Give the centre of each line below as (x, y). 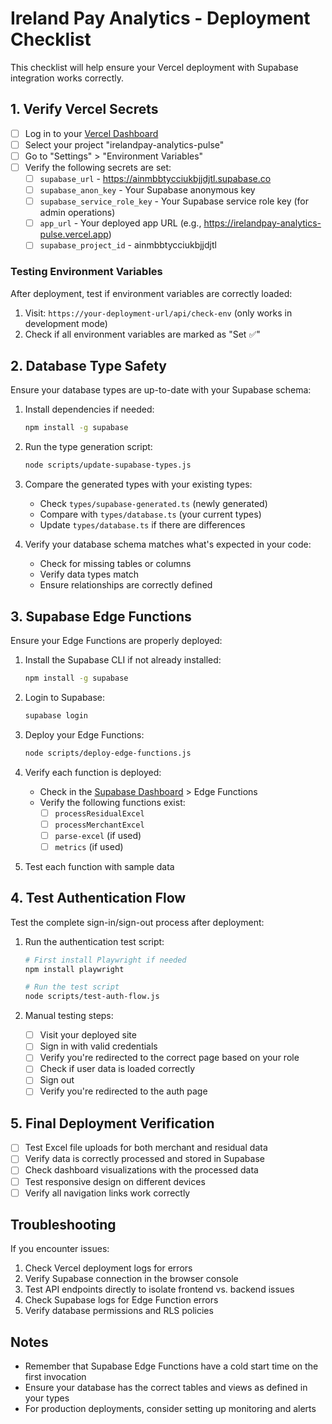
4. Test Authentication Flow (98, 898)
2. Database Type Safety (89, 366)
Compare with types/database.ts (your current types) (150, 514)
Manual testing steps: (69, 1016)
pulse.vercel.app (74, 234)
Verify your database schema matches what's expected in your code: (168, 544)
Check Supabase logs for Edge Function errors (121, 1300)
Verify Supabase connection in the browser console (131, 1279)
